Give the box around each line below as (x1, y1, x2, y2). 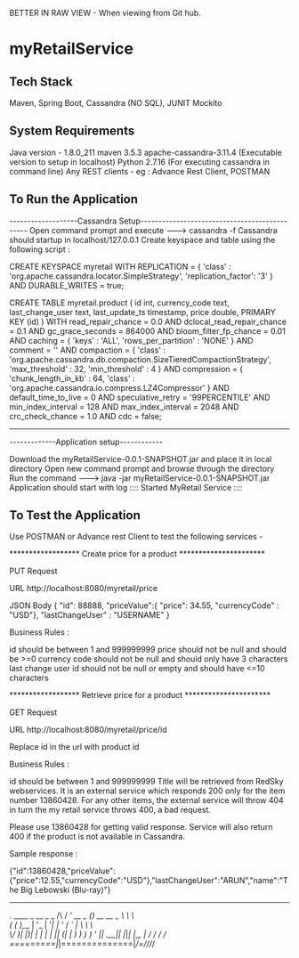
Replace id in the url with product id (9, 742, 140, 752)
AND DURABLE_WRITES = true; (9, 280, 125, 290)
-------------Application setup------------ (9, 436, 163, 447)
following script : (9, 244, 71, 255)
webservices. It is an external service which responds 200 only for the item (9, 785, 286, 796)
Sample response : (9, 848, 78, 859)
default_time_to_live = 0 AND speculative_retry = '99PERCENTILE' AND (9, 392, 271, 402)
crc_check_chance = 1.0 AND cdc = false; (9, 410, 162, 421)
